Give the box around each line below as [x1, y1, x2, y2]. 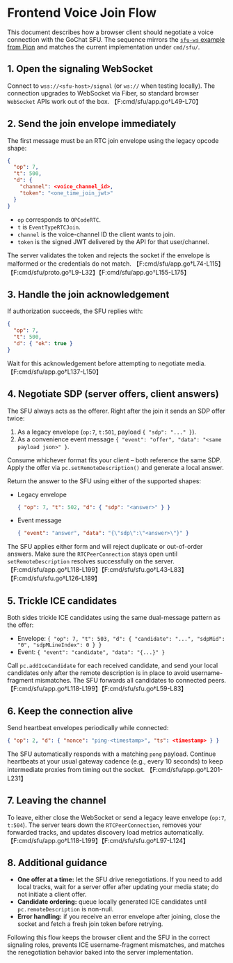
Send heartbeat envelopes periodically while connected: [7, 723, 169, 731]
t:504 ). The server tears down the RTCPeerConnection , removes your [7, 821, 202, 829]
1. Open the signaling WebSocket [7, 63, 153, 75]
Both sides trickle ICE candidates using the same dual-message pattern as [7, 614, 221, 622]
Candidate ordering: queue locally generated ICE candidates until [17, 897, 207, 906]
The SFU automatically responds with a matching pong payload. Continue [7, 750, 216, 758]
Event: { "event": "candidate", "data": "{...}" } [17, 648, 166, 656]
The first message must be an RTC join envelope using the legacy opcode [7, 136, 219, 144]
